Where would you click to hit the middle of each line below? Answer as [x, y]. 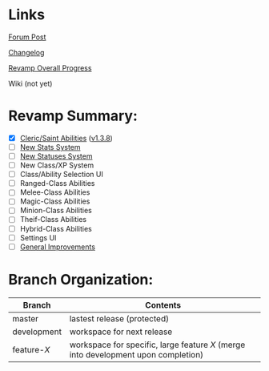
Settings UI [38, 237]
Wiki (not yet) [30, 83]
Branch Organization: [81, 279]
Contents [163, 304]
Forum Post [27, 37]
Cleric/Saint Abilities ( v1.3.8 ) [66, 138]
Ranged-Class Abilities [57, 183]
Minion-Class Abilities [56, 211]
